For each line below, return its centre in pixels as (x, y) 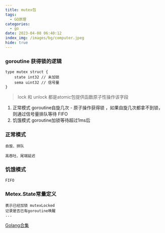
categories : (18, 24)
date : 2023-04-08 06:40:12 (33, 33)
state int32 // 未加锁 (37, 77)
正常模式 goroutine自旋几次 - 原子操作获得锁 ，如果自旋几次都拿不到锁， (88, 108)
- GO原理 (18, 19)
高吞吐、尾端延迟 (20, 156)
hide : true (17, 43)
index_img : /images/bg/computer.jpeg (45, 38)
